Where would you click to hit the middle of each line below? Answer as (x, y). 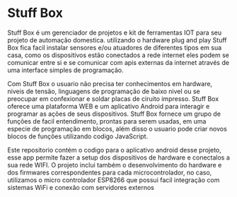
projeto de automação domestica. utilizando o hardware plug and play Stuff (117, 40)
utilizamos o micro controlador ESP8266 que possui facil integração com (114, 180)
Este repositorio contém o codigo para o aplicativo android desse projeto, (114, 150)
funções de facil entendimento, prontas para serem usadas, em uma (107, 121)
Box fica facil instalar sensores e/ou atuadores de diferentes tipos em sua (115, 47)
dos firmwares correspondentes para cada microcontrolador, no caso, (110, 172)
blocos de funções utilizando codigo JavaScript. (78, 136)
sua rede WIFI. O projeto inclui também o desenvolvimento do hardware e (115, 165)
